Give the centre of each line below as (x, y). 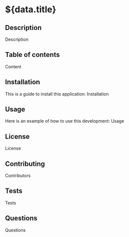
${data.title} (31, 10)
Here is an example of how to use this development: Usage (64, 121)
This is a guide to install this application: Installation (57, 94)
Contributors (18, 176)
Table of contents (32, 55)
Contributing (25, 164)
